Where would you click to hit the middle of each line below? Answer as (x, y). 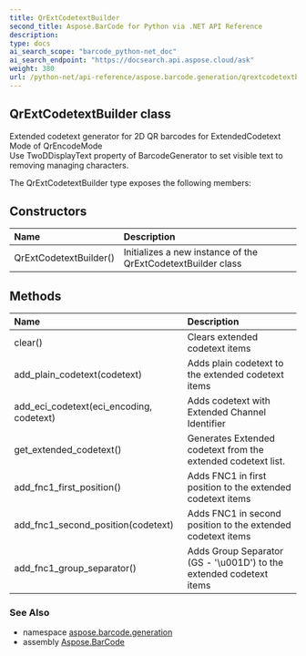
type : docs (30, 43)
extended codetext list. (236, 461)
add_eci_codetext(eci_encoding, (83, 406)
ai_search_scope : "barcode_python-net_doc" (93, 52)
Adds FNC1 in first (227, 477)
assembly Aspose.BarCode (73, 642)
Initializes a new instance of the (190, 252)
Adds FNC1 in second (235, 514)
